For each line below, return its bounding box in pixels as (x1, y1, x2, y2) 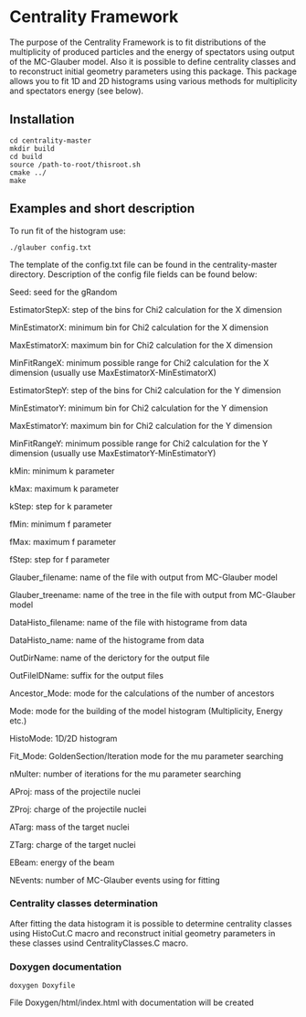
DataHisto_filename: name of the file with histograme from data (9, 616, 248, 627)
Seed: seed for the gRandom (9, 286, 118, 297)
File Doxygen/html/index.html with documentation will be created (9, 997, 254, 1008)
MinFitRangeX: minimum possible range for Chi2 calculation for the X (9, 357, 269, 368)
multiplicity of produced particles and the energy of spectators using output (9, 46, 295, 57)
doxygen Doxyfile (9, 981, 76, 990)
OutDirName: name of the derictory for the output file (9, 652, 210, 663)
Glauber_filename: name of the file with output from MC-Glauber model (9, 572, 279, 583)
